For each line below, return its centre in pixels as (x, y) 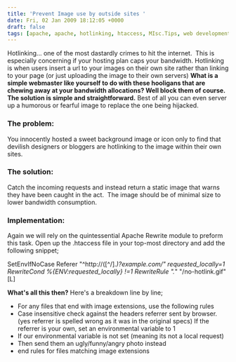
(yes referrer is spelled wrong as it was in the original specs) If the (113, 321)
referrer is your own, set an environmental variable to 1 (96, 329)
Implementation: (36, 220)
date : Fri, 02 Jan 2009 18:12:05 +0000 (66, 20)
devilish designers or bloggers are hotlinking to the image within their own (114, 146)
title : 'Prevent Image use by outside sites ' (77, 14)
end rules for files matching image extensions (83, 351)
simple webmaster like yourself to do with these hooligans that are (106, 83)
